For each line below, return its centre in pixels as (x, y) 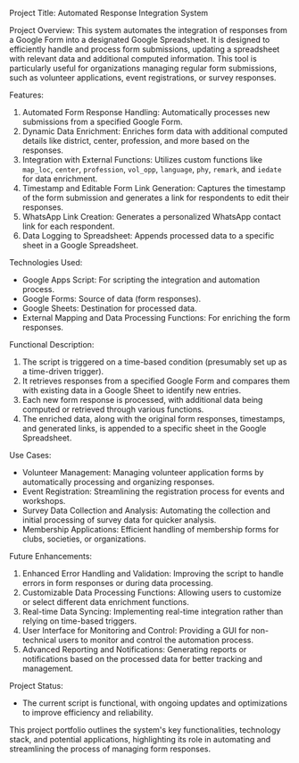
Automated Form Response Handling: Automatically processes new (146, 112)
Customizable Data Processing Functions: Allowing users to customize (152, 592)
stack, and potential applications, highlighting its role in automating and (140, 739)
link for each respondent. (68, 226)
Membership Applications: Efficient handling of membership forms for (150, 529)
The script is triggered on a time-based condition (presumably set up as (154, 362)
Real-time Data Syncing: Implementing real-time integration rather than (153, 612)
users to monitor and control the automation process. (156, 640)
